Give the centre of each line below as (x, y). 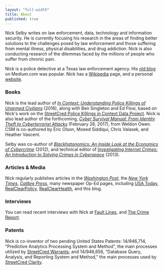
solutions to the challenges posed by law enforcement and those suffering (81, 44)
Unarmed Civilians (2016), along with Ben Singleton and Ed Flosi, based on (81, 108)
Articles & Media (25, 167)
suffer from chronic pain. (30, 59)
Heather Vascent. (23, 135)
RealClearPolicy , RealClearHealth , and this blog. (54, 188)
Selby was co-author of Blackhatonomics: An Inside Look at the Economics (82, 144)
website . (14, 79)
